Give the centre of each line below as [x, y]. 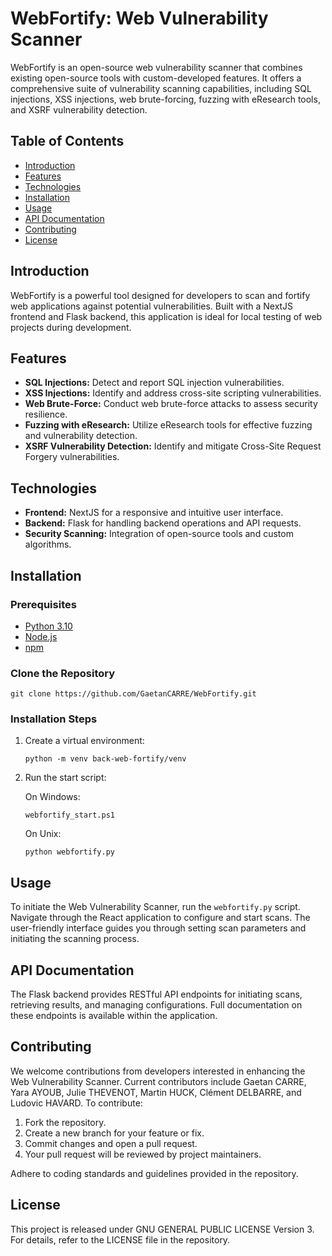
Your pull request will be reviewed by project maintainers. [143, 1154]
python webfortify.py [69, 852]
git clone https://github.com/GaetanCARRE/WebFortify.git [133, 694]
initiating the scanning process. [75, 939]
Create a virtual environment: [84, 741]
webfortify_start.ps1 [69, 815]
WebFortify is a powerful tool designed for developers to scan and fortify [160, 295]
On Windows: [52, 797]
